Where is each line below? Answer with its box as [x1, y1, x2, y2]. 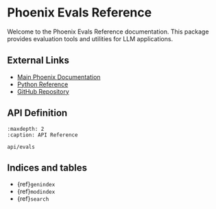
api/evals [7, 143, 36, 150]
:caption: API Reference [7, 132, 78, 138]
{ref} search [16, 195, 49, 203]
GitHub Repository [16, 87, 70, 95]
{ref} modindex [16, 187, 56, 196]
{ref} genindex [16, 180, 56, 188]
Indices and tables [7, 162, 88, 173]
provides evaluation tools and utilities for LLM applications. [7, 34, 173, 42]
